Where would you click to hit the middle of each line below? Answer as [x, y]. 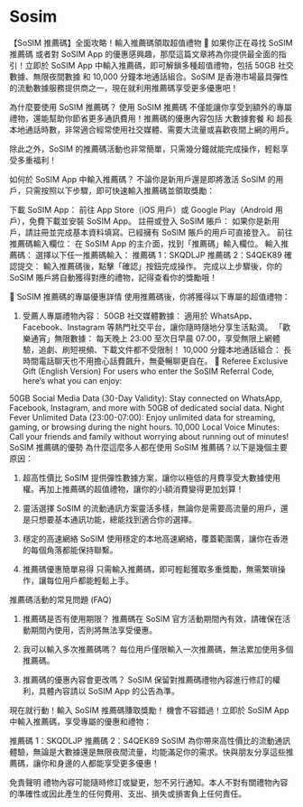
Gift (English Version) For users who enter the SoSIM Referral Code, [148, 371]
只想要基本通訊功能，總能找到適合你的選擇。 [113, 519]
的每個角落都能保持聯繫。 [70, 550]
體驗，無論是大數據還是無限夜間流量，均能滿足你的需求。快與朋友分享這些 [147, 752]
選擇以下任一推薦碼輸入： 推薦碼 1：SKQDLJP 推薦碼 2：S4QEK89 [158, 255]
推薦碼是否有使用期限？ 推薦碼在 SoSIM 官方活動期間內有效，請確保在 [152, 618]
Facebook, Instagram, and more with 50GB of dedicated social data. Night [147, 407]
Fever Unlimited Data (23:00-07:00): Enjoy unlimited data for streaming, [142, 417]
